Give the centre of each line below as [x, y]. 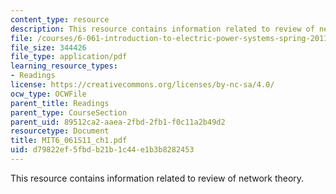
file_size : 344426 [48, 47]
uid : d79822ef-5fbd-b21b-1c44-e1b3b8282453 [102, 150]
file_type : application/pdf [69, 57]
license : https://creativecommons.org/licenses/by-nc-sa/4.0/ [142, 85]
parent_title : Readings [60, 103]
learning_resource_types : [64, 66]
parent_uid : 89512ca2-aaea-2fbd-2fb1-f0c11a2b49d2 [118, 122]
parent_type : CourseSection [69, 112]
